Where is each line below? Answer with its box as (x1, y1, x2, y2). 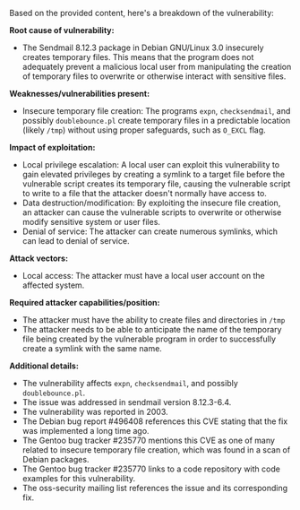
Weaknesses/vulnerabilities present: (9, 89, 150, 99)
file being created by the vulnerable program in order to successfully (21, 333, 276, 344)
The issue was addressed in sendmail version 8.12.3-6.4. (21, 397, 232, 407)
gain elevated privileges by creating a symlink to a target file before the (21, 169, 285, 179)
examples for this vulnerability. (21, 473, 136, 483)
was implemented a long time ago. (21, 426, 150, 436)
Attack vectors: (9, 253, 69, 264)
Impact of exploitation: (9, 143, 96, 152)
